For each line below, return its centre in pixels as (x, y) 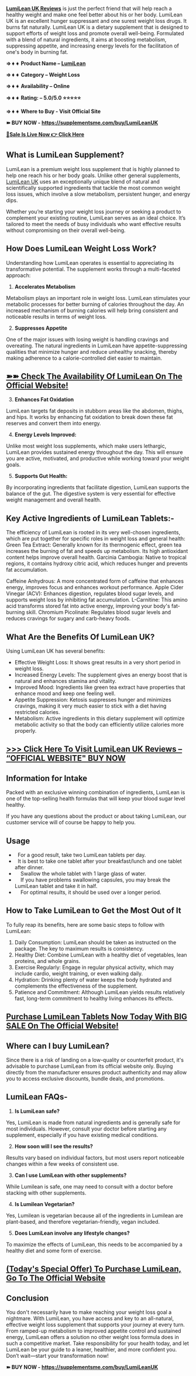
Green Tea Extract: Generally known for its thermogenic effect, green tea (94, 545)
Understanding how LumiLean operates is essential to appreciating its (90, 262)
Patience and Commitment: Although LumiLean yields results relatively (100, 992)
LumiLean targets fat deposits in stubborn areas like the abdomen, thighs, (95, 411)
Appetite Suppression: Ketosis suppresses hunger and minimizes (93, 700)
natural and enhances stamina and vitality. (66, 681)
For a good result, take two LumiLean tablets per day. (82, 855)
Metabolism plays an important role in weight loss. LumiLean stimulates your (98, 298)
